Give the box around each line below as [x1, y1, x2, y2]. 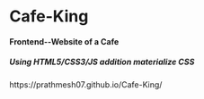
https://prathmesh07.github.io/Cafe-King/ [9, 78, 163, 90]
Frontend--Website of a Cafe [9, 36, 120, 46]
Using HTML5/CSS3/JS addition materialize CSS [9, 56, 195, 68]
